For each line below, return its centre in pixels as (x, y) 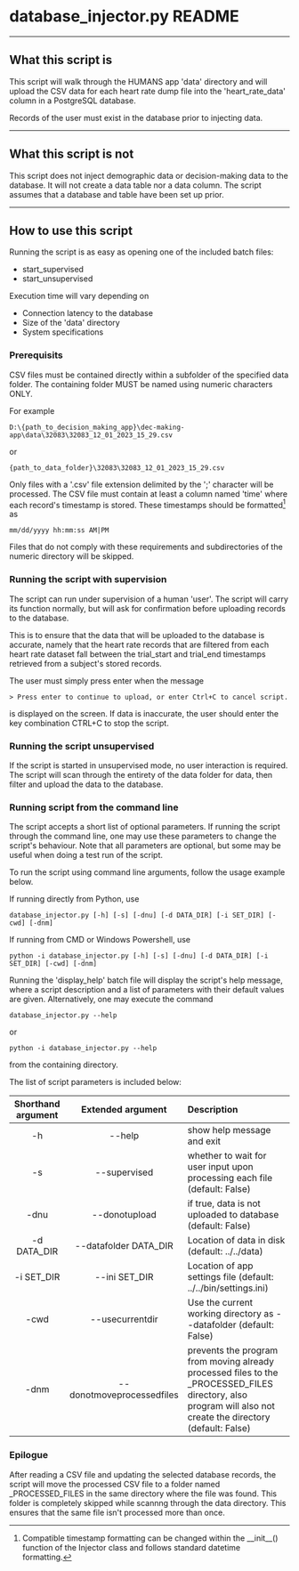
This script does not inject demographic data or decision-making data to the (149, 175)
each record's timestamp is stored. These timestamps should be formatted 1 (148, 504)
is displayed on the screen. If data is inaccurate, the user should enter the (144, 713)
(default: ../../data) (225, 1251)
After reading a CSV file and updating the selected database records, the (143, 1474)
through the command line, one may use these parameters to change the (143, 836)
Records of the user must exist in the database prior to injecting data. (136, 117)
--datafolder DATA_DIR (124, 1246)
